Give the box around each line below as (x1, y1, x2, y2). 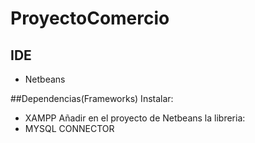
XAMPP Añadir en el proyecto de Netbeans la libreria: (24, 112, 246, 124)
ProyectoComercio (10, 7, 170, 30)
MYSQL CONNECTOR (24, 123, 115, 134)
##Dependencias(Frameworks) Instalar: (10, 93, 174, 104)
